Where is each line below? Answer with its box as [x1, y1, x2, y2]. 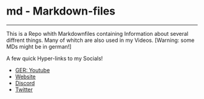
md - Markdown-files [6, 4, 116, 18]
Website [15, 73, 36, 80]
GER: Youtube [15, 66, 50, 73]
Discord [15, 79, 35, 86]
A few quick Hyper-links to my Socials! [6, 55, 103, 62]
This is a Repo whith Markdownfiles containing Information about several [6, 30, 189, 37]
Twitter [15, 86, 33, 93]
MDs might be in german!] [6, 43, 72, 50]
